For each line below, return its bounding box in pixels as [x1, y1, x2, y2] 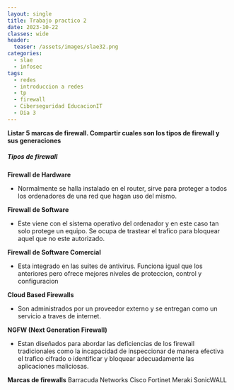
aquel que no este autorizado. [17, 234, 105, 243]
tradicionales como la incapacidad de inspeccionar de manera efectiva [17, 347, 224, 355]
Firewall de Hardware [7, 170, 71, 179]
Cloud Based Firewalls [7, 290, 74, 299]
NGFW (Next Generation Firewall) [7, 325, 107, 334]
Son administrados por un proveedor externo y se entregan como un [17, 304, 218, 313]
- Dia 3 [13, 109, 37, 116]
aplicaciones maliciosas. [17, 362, 89, 370]
